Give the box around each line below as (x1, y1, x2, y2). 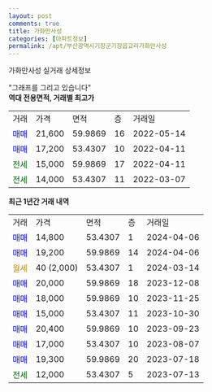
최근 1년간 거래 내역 (8, 197, 70, 207)
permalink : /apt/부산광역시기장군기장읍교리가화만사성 (8, 42, 167, 50)
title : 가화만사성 (8, 27, 63, 35)
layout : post (8, 11, 53, 20)
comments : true (8, 20, 60, 28)
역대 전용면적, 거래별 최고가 (8, 93, 95, 102)
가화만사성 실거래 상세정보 (8, 66, 92, 76)
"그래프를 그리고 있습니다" (8, 83, 92, 93)
